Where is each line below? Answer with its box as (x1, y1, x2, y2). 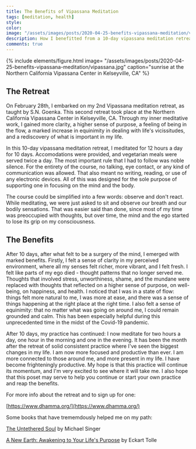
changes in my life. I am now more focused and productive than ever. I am (6, 348, 184, 355)
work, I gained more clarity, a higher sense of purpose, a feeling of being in (6, 120, 187, 127)
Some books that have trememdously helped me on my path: (6, 413, 153, 421)
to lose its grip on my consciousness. (6, 217, 96, 225)
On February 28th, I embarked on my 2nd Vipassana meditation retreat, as (6, 102, 185, 109)
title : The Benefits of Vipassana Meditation (6, 8, 118, 15)
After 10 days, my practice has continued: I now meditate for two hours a (6, 330, 181, 337)
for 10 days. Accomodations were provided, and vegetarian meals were (6, 150, 177, 158)
